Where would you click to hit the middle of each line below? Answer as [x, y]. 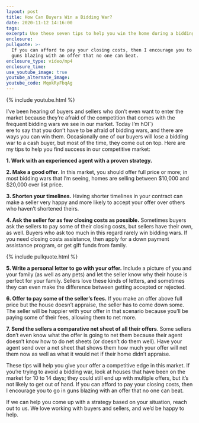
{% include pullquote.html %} [42, 257]
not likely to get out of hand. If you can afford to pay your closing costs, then [99, 384]
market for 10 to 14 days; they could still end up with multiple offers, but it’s [97, 378]
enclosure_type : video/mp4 [39, 61]
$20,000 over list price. [35, 185]
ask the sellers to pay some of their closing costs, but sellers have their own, [99, 226]
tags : [13, 28]
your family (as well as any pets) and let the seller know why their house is [97, 275]
